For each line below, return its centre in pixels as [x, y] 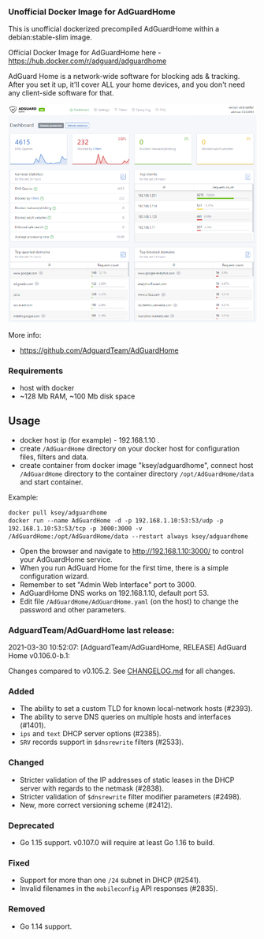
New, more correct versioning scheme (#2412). [96, 805]
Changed [26, 762]
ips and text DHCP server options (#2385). [90, 734]
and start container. [51, 482]
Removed [27, 909]
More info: [25, 335]
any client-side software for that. [61, 93]
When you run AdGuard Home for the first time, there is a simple [124, 567]
